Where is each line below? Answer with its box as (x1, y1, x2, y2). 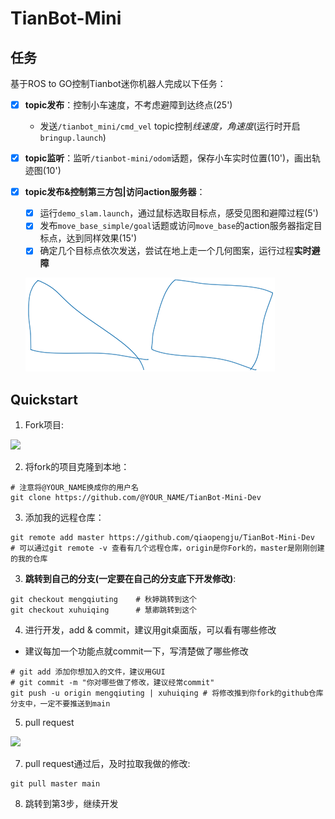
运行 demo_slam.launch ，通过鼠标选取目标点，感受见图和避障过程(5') (39, 207, 319, 219)
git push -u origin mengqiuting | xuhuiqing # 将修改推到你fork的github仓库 (10, 688, 324, 699)
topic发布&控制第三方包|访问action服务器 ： (24, 186, 206, 198)
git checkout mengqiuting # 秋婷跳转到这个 (10, 595, 197, 605)
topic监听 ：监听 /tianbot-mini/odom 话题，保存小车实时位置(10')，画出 (24, 152, 313, 164)
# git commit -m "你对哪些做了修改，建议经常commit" (10, 678, 215, 688)
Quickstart (10, 391, 79, 408)
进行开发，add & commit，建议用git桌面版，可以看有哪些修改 (24, 624, 277, 636)
